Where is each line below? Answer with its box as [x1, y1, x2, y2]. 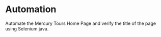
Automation [5, 4, 57, 15]
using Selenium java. [5, 25, 49, 31]
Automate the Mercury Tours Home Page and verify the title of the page [5, 20, 156, 26]
